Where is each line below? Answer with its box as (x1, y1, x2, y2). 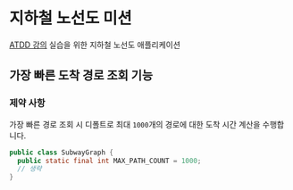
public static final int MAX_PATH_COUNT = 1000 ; (17, 156, 202, 165)
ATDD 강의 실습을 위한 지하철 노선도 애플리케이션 (9, 39, 181, 50)
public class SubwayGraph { (9, 148, 114, 157)
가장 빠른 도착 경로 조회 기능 (9, 68, 154, 83)
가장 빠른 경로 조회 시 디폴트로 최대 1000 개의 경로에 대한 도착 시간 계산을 (9, 119, 261, 129)
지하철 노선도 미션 (9, 8, 132, 29)
